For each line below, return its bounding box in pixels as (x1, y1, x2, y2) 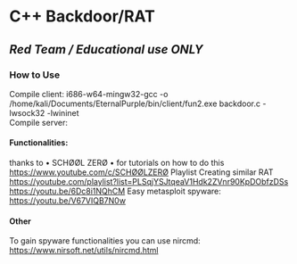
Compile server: (9, 117, 69, 128)
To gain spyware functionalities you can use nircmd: (9, 235, 201, 246)
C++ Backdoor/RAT (9, 6, 156, 27)
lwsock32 (9, 107, 45, 118)
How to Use (9, 69, 61, 81)
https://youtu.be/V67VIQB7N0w (9, 195, 127, 206)
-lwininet (46, 107, 79, 118)
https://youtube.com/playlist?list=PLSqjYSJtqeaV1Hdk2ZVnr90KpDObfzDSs (9, 177, 289, 187)
